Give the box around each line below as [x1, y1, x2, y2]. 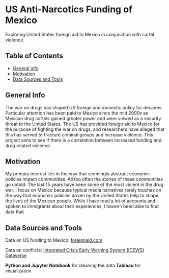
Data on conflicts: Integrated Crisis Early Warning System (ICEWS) [5, 247, 145, 253]
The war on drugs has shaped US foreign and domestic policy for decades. [5, 104, 163, 110]
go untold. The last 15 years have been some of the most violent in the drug [5, 181, 164, 188]
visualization [5, 268, 32, 274]
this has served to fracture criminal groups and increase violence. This [5, 131, 154, 137]
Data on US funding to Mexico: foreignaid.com [5, 237, 103, 243]
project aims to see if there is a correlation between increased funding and [5, 137, 162, 143]
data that [5, 208, 24, 215]
